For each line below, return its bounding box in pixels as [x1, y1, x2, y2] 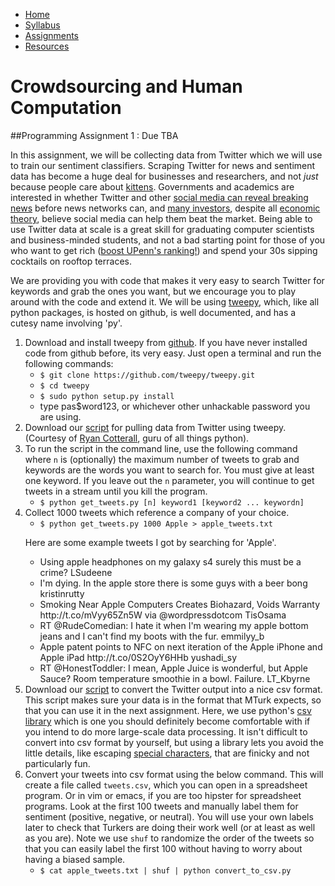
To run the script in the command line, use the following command [24, 442, 298, 454]
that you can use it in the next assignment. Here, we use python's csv [24, 704, 312, 716]
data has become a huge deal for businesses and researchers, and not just [10, 170, 319, 182]
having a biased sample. [24, 853, 126, 865]
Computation [10, 97, 122, 119]
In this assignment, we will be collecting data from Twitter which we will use [10, 149, 323, 161]
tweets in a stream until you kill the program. [24, 485, 208, 497]
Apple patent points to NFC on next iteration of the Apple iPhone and [39, 640, 323, 653]
